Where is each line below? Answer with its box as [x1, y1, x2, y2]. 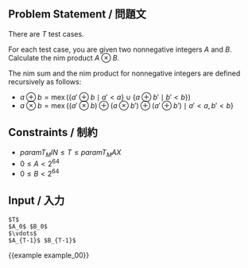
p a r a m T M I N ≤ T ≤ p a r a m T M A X [19, 147, 122, 159]
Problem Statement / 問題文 [8, 7, 147, 21]
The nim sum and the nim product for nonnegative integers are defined [8, 68, 241, 78]
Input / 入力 [8, 194, 65, 208]
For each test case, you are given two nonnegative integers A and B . [8, 45, 232, 54]
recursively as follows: [8, 76, 82, 86]
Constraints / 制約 [8, 126, 98, 139]
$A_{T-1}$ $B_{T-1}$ [8, 236, 77, 244]
